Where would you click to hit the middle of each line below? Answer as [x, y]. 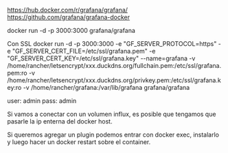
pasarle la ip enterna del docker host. [60, 121]
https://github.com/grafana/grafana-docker [69, 17]
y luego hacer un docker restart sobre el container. [79, 142]
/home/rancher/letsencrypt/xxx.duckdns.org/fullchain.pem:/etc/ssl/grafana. [114, 66]
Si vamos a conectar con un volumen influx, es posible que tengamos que [112, 114]
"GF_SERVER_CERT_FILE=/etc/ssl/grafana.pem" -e [84, 51]
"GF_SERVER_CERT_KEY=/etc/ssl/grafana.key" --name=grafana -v [101, 58]
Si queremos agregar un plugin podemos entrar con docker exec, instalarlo [113, 134]
